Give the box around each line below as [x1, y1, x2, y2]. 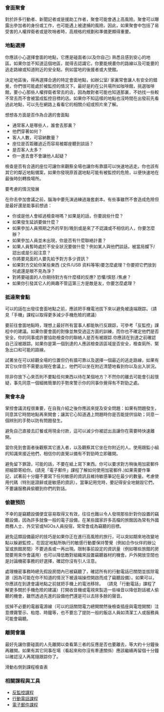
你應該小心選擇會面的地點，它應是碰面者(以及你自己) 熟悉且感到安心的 [5, 54, 146, 60]
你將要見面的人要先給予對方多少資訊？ [12, 256, 89, 262]
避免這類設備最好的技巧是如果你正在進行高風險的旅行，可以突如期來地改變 [5, 534, 155, 540]
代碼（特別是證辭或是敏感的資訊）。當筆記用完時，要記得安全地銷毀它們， [9, 479, 157, 486]
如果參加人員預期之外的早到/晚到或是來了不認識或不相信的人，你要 [12, 225, 146, 231]
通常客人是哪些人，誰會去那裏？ [12, 122, 77, 128]
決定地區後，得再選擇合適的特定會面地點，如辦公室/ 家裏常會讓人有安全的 [5, 77, 153, 83]
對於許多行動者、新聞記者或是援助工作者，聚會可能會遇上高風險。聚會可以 [5, 16, 155, 23]
